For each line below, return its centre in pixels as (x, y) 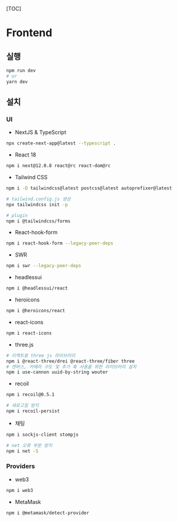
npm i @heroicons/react (36, 311)
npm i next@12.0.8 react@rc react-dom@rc (59, 166)
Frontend (29, 33)
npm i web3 (20, 490)
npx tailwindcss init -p (37, 204)
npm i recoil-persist (33, 411)
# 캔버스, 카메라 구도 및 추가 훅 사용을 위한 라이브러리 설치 (71, 367)
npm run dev (21, 71)
